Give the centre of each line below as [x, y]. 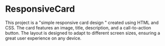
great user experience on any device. [43, 38]
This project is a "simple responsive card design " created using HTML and [82, 23]
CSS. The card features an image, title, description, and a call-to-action [78, 27]
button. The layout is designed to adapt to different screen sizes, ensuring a [83, 33]
